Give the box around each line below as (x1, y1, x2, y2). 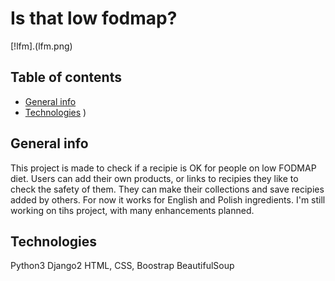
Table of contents (10, 69, 122, 86)
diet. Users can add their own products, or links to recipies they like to (10, 172, 299, 184)
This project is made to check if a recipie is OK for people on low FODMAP (10, 162, 317, 174)
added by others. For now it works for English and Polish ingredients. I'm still (10, 193, 326, 206)
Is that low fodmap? (10, 7, 178, 30)
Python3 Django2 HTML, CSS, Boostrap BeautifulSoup (10, 260, 235, 272)
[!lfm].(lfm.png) (10, 40, 73, 52)
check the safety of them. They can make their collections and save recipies (10, 183, 325, 195)
